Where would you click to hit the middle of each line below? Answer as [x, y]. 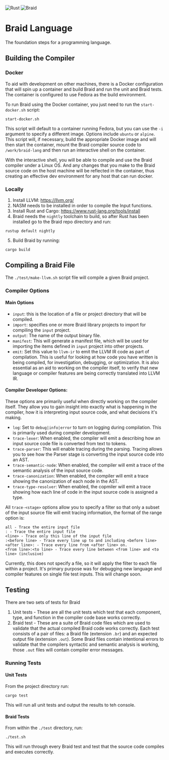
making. [14, 418]
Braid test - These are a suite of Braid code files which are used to [81, 623]
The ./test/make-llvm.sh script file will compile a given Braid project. [77, 277]
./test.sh [16, 737]
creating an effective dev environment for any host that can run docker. [79, 176]
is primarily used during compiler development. [62, 433]
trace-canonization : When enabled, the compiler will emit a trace [80, 476]
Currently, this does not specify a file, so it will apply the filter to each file [81, 563]
